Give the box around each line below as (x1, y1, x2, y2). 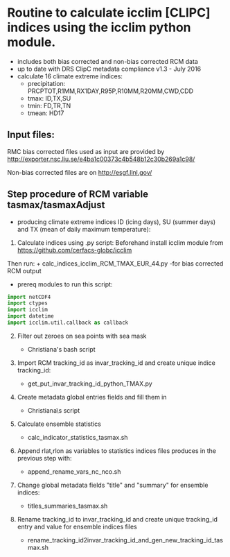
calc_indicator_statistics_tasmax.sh (27, 433, 128, 441)
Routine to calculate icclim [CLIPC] (7, 5, 211, 21)
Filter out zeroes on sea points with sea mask (17, 332, 147, 340)
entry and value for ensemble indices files (17, 522, 137, 531)
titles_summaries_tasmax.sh (27, 502, 108, 510)
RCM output (7, 266, 42, 275)
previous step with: (17, 454, 72, 462)
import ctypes (7, 300, 48, 307)
